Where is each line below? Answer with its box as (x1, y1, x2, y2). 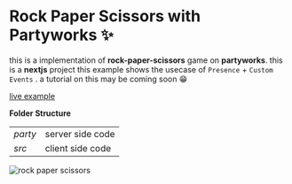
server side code (44, 127, 115, 140)
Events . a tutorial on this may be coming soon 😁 (9, 73, 188, 84)
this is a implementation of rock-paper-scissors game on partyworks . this (9, 55, 283, 65)
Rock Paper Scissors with (9, 6, 201, 27)
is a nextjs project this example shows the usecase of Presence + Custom (9, 64, 273, 74)
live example (9, 90, 56, 101)
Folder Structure (9, 108, 71, 119)
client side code (44, 142, 112, 154)
